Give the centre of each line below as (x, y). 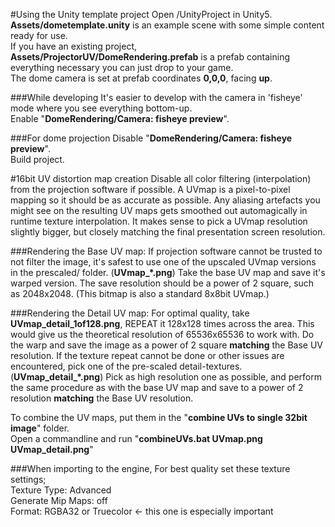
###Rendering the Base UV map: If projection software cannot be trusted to (166, 251)
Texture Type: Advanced (61, 490)
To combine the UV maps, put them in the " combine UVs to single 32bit (159, 417)
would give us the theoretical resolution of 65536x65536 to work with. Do (162, 334)
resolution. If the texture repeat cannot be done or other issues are (147, 355)
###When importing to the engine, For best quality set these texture (150, 468)
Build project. (37, 159)
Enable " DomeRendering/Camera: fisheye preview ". (120, 118)
